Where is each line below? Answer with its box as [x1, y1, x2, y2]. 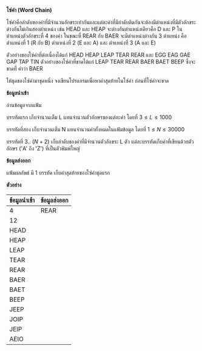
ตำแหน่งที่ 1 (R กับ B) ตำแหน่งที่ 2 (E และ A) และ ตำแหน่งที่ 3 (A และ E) [6, 39, 157, 46]
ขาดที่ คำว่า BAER [6, 65, 44, 72]
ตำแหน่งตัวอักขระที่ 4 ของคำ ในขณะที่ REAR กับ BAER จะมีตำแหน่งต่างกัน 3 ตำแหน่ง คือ [6, 32, 187, 40]
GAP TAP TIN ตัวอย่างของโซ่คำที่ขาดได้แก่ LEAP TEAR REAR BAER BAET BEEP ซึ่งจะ [6, 58, 196, 65]
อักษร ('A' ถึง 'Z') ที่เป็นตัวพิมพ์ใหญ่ [6, 145, 80, 152]
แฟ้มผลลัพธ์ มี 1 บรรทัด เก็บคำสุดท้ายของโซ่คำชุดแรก [6, 169, 110, 176]
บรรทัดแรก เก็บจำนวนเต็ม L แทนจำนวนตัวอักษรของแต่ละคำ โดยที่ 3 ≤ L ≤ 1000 [6, 114, 172, 120]
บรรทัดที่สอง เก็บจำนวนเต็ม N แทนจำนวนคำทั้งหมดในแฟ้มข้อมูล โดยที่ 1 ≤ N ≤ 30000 [6, 126, 185, 133]
